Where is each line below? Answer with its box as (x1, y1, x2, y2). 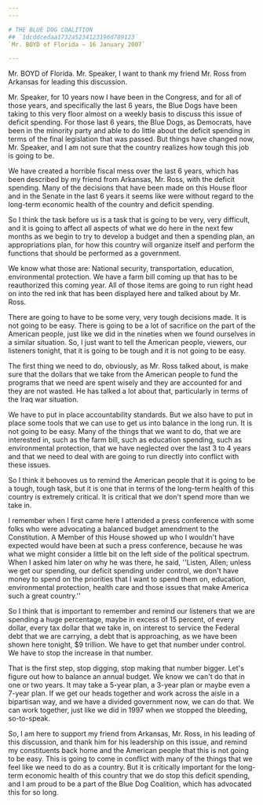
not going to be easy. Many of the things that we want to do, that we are (8, 427, 241, 436)
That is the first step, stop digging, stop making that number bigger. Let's (8, 663, 245, 673)
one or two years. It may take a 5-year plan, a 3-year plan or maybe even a (8, 681, 250, 690)
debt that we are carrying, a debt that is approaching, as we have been (8, 632, 238, 641)
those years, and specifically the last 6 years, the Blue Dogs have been (8, 101, 238, 110)
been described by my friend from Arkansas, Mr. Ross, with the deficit (8, 175, 236, 184)
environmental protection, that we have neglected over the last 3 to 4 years (8, 443, 251, 453)
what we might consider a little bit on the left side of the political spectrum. (8, 549, 250, 559)
